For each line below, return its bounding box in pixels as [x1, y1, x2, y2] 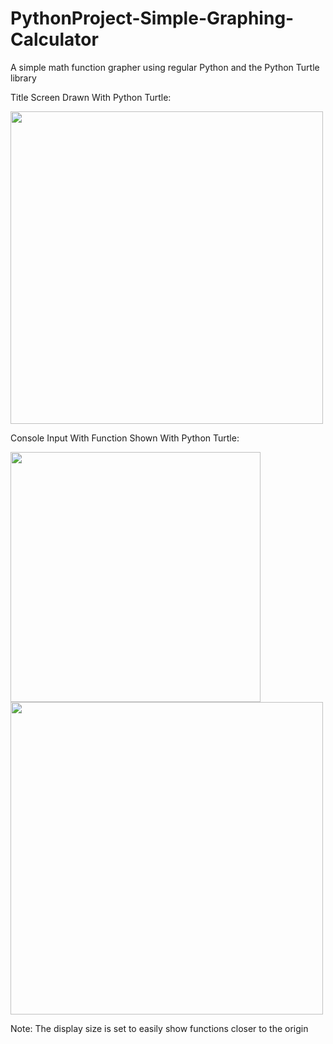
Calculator [10, 28, 99, 51]
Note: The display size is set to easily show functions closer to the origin [10, 1022, 309, 1034]
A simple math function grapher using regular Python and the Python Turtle [10, 61, 320, 73]
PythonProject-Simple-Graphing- [10, 7, 295, 30]
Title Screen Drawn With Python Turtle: [10, 91, 172, 103]
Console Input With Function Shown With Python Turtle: [10, 432, 240, 444]
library [10, 72, 37, 84]
